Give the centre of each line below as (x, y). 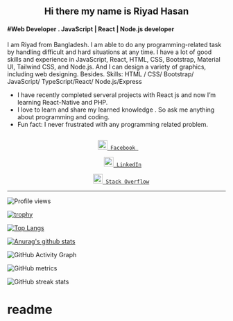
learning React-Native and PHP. (62, 102)
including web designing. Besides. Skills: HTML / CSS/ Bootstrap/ (101, 74)
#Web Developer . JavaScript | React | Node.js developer (91, 29)
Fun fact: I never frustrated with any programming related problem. (113, 124)
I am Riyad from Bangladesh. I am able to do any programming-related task (114, 44)
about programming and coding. (63, 116)
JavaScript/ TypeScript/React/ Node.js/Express (75, 81)
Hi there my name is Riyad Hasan (116, 11)
